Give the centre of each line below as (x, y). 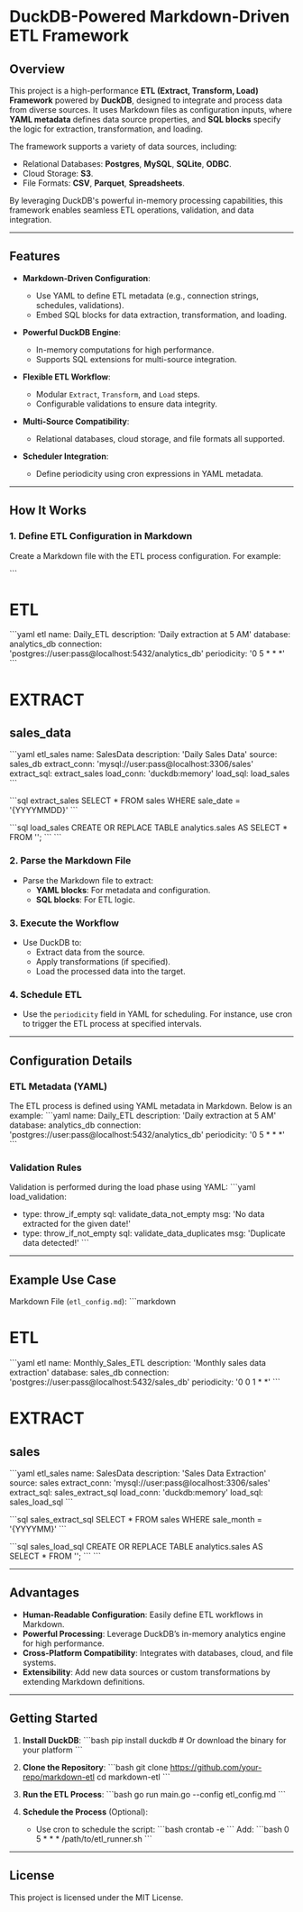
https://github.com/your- (216, 1767)
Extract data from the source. (91, 952)
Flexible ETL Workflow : (66, 377)
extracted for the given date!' (76, 1224)
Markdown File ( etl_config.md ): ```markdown (93, 1302)
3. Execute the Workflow (64, 923)
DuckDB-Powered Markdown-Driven (150, 17)
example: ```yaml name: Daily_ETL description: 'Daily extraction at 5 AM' (143, 1116)
